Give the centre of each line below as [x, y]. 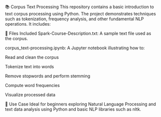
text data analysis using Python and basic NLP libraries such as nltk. [73, 109]
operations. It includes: [28, 24]
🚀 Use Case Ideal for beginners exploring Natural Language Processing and [80, 104]
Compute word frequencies [32, 85]
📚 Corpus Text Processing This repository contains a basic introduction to [80, 7]
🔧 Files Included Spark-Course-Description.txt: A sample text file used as [78, 33]
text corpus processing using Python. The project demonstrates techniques [80, 14]
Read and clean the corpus [32, 57]
